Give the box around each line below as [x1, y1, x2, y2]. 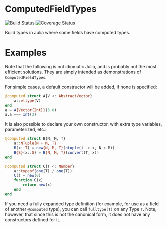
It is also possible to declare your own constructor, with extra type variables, [5, 121, 162, 127]
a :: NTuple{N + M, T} [14, 141, 57, 146]
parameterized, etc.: [5, 126, 47, 133]
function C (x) [14, 178, 43, 183]
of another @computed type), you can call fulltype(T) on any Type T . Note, [5, 206, 157, 212]
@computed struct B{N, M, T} [5, 136, 66, 141]
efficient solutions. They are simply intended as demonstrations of [5, 69, 141, 75]
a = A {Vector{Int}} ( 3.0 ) [5, 107, 57, 113]
